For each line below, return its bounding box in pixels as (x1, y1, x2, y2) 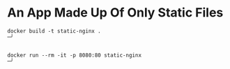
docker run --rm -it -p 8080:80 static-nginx (7, 52, 141, 59)
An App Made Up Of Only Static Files (7, 5, 224, 21)
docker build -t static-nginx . (7, 28, 101, 34)
